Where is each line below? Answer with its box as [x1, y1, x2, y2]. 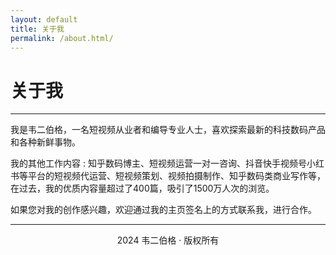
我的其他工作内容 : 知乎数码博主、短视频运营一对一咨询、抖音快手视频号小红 [10, 157, 325, 170]
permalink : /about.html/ [10, 33, 114, 43]
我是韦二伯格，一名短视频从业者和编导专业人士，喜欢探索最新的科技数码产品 [10, 124, 326, 136]
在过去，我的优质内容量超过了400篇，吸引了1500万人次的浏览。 [10, 182, 275, 195]
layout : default [10, 14, 78, 25]
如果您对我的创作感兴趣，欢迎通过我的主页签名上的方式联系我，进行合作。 [10, 204, 317, 216]
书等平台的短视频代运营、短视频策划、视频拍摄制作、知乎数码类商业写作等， [10, 170, 326, 182]
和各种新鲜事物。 [10, 136, 81, 148]
